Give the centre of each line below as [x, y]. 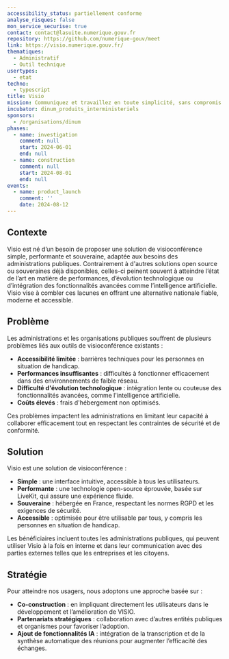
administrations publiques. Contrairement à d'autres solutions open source [112, 263]
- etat [23, 77]
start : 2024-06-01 [45, 147]
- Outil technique [40, 64]
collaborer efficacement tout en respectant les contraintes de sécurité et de [113, 423]
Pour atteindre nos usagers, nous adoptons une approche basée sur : [105, 591]
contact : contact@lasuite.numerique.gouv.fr [71, 33]
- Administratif [36, 58]
